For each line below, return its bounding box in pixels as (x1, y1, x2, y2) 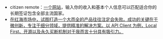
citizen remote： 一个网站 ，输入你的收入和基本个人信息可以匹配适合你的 (9, 4, 157, 10)
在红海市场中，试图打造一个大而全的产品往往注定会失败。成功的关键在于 (9, 17, 158, 22)
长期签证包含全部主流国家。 (9, 10, 67, 16)
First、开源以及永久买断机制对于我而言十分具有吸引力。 (9, 29, 124, 34)
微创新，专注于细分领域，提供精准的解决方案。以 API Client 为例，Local (9, 22, 157, 28)
